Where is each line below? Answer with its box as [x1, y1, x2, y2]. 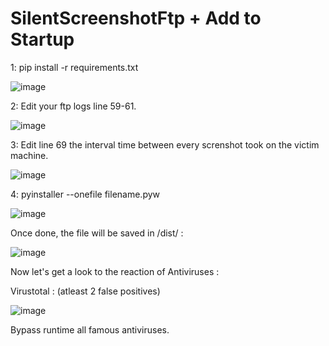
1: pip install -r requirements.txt [10, 61, 139, 73]
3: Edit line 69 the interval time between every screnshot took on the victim [10, 138, 320, 151]
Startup [10, 28, 75, 51]
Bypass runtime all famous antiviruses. [10, 323, 170, 336]
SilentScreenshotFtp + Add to [10, 7, 262, 30]
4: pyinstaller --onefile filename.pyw [10, 188, 161, 200]
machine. [10, 149, 49, 161]
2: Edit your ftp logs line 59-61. [10, 100, 137, 112]
